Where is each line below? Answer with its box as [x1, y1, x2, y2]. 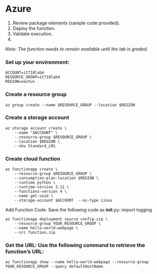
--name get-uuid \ [14, 194, 53, 199]
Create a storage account [5, 114, 70, 121]
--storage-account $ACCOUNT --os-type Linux [14, 198, 113, 203]
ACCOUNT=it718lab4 [5, 70, 44, 75]
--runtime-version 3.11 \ [14, 185, 70, 190]
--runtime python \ [14, 180, 56, 186]
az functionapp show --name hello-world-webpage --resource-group [5, 260, 149, 265]
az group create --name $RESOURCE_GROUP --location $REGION [5, 102, 136, 107]
